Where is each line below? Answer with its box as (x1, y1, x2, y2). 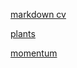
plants (10, 28, 36, 39)
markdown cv (10, 9, 67, 20)
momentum (10, 47, 58, 59)
